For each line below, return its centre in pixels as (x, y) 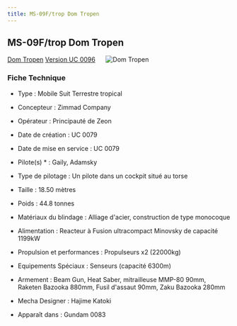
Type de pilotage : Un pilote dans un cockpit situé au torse (103, 176)
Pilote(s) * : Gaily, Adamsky (57, 162)
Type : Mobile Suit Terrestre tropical (70, 94)
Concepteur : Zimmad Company (64, 107)
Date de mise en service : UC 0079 (69, 148)
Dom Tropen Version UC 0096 (51, 60)
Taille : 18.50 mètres (47, 189)
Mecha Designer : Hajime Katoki (64, 300)
